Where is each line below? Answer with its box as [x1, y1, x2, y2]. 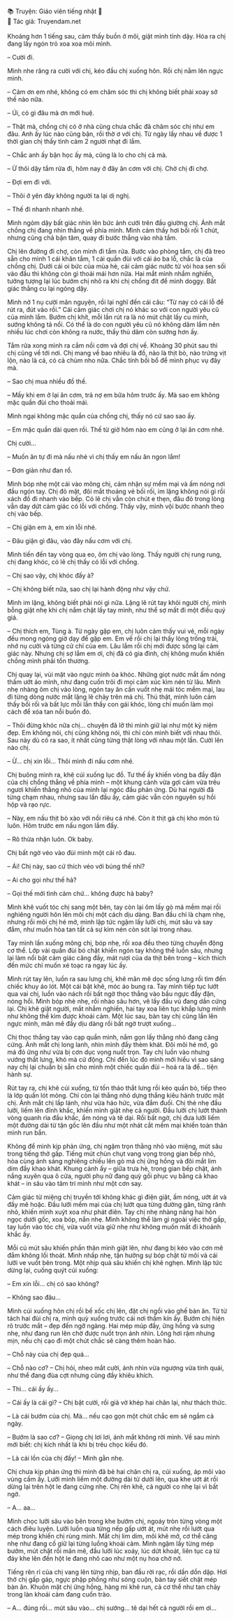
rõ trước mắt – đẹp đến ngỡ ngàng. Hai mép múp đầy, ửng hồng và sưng [7, 1322, 215, 1330]
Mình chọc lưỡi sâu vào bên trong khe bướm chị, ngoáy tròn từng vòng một [7, 1517, 222, 1525]
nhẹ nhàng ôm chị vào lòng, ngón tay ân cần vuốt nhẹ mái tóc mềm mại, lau [7, 685, 226, 693]
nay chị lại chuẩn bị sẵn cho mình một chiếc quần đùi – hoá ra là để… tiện [7, 1063, 218, 1071]
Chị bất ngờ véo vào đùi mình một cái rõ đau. [7, 849, 137, 856]
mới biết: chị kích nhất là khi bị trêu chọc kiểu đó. [7, 1440, 148, 1449]
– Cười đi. [7, 53, 35, 61]
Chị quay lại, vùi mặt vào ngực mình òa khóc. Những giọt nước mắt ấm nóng [7, 670, 226, 678]
